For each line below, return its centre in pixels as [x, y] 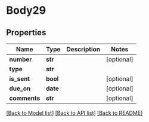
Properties [26, 33]
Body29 [26, 10]
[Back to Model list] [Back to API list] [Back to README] [74, 113]
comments [25, 98]
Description [83, 49]
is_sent [20, 79]
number [21, 59]
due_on [20, 89]
